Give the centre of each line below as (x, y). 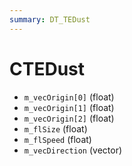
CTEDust (47, 68)
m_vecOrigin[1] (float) (69, 107)
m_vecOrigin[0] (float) (69, 97)
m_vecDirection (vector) (73, 150)
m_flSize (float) (55, 128)
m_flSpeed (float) (57, 139)
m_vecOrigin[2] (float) (69, 118)
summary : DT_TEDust (50, 19)
